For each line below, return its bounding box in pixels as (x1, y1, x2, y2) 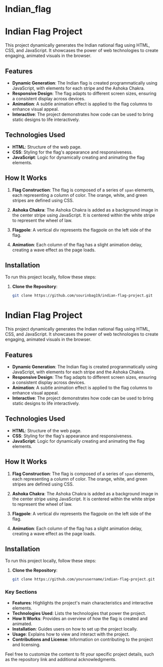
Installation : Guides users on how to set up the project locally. (12, 626, 138, 632)
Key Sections (5, 589, 38, 596)
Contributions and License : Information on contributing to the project (12, 636, 153, 642)
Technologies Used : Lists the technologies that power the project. (12, 610, 146, 616)
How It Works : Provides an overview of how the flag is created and (12, 615, 148, 621)
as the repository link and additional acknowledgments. (5, 656, 116, 662)
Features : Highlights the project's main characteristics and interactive (12, 600, 153, 606)
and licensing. (12, 641, 41, 647)
